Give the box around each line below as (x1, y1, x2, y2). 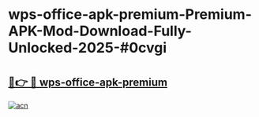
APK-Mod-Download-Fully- (8, 22, 192, 40)
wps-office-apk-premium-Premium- (8, 5, 253, 24)
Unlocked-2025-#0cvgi (8, 39, 167, 57)
